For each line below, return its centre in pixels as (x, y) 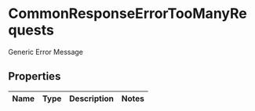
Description (91, 98)
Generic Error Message (46, 52)
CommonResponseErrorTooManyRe (127, 14)
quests (31, 30)
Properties (35, 76)
